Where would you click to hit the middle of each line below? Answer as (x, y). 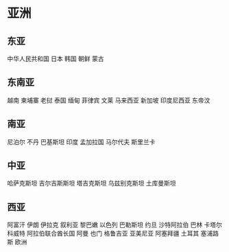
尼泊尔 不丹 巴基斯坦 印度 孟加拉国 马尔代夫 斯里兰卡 (81, 141)
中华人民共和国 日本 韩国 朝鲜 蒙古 (56, 59)
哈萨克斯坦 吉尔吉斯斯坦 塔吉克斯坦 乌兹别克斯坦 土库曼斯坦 (92, 183)
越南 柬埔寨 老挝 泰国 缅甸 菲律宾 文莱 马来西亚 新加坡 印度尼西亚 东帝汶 (109, 100)
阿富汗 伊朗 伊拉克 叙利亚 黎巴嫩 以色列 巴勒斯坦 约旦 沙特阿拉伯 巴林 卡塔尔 (115, 225)
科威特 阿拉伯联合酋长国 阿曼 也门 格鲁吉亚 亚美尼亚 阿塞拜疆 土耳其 (103, 233)
